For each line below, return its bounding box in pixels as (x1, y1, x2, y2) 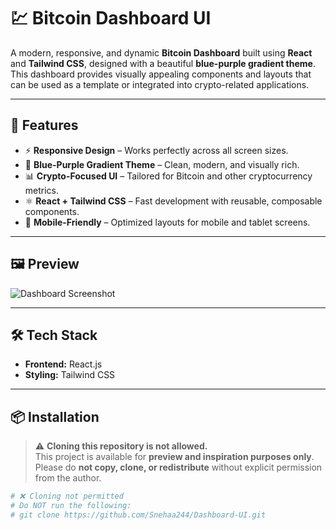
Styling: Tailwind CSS (24, 369, 116, 381)
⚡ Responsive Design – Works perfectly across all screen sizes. (24, 144, 289, 156)
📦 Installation (10, 408, 100, 425)
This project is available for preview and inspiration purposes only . (34, 451, 315, 463)
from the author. (34, 472, 102, 484)
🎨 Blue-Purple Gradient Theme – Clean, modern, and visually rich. (24, 158, 300, 170)
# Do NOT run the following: (10, 501, 132, 511)
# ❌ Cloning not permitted (10, 491, 124, 502)
